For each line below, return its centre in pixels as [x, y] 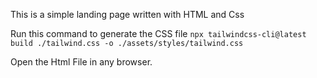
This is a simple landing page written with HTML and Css [127, 14]
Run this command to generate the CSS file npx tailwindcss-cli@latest [158, 33]
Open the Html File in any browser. [81, 62]
